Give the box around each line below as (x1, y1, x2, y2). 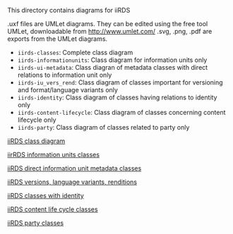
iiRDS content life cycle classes (7, 205, 98, 214)
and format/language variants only (17, 86, 119, 94)
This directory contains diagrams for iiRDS (7, 6, 131, 14)
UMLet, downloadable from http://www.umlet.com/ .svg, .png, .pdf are (7, 27, 213, 35)
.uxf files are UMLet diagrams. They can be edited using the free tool (7, 20, 208, 27)
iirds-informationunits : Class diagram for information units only (17, 56, 208, 64)
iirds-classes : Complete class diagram (17, 49, 133, 56)
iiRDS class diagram (7, 137, 66, 145)
